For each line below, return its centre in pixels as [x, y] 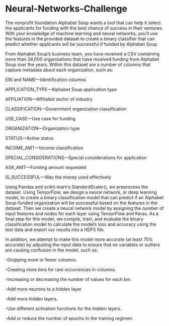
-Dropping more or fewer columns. [41, 260]
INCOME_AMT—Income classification [44, 148]
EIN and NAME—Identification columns [46, 79]
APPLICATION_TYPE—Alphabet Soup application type [61, 89]
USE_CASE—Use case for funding [40, 118]
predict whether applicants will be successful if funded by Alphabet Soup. [82, 44]
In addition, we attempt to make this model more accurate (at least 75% [79, 239]
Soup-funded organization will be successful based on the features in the [81, 203]
